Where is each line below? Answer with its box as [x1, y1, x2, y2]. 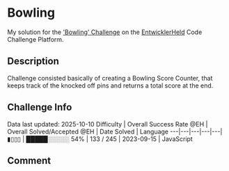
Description [7, 56, 59, 67]
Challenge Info [7, 101, 72, 113]
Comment [7, 154, 52, 166]
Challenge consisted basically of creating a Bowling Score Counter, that [7, 74, 213, 82]
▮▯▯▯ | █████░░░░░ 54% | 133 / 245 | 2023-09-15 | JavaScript [7, 134, 193, 143]
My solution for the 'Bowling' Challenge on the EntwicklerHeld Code [7, 28, 203, 36]
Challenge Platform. [7, 35, 64, 43]
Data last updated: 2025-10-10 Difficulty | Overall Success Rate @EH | [7, 120, 208, 128]
